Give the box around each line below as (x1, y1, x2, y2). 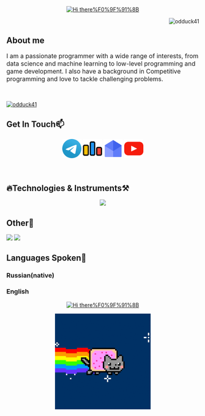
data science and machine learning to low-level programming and (6, 59, 196, 67)
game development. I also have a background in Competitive (6, 67, 181, 75)
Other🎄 (6, 217, 34, 228)
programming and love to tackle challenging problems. (6, 74, 163, 83)
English (6, 287, 29, 296)
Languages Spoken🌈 (6, 252, 87, 263)
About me (6, 36, 45, 46)
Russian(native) (6, 271, 55, 279)
